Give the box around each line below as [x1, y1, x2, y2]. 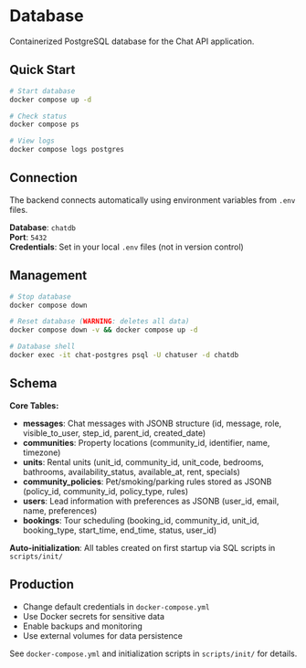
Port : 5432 [9, 231, 47, 242]
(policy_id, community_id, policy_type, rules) [22, 485, 189, 496]
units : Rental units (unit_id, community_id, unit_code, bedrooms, [22, 456, 265, 467]
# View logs [9, 136, 55, 146]
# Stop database [9, 292, 71, 302]
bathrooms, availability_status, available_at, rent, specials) [22, 466, 240, 477]
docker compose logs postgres [9, 145, 125, 154]
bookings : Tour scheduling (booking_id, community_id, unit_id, [22, 514, 260, 525]
